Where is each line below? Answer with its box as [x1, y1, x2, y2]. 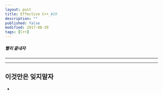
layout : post [5, 7, 32, 12]
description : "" [5, 16, 38, 21]
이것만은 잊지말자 [5, 73, 54, 81]
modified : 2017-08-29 [5, 25, 49, 30]
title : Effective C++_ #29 [5, 12, 57, 16]
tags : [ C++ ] [5, 30, 29, 34]
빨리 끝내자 [5, 45, 26, 51]
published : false [5, 20, 40, 26]
